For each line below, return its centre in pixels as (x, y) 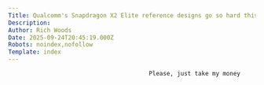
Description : (29, 23)
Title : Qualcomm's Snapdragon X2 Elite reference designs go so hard (125, 15)
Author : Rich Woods (40, 30)
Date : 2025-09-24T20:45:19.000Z (61, 37)
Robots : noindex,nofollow (50, 45)
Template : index (35, 52)
